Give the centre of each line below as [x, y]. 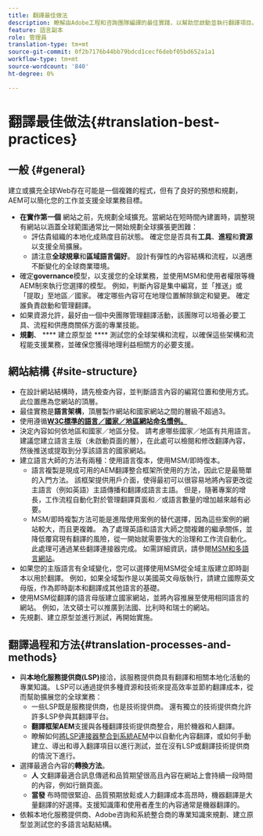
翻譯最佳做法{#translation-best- [114, 122]
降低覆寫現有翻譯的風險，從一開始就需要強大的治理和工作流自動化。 [141, 539]
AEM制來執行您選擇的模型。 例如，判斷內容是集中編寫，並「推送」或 [131, 285]
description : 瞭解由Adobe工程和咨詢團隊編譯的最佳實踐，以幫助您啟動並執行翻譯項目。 [133, 23]
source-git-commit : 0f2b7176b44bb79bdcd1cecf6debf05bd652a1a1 [112, 52]
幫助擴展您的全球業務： [64, 697]
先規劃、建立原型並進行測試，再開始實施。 [88, 618]
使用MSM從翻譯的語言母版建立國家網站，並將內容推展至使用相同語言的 [134, 598]
